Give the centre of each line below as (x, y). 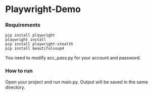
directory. (15, 87)
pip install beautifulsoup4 (35, 49)
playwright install (26, 40)
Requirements (23, 25)
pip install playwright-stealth (39, 44)
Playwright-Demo (43, 9)
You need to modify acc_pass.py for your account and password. (73, 58)
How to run (19, 71)
